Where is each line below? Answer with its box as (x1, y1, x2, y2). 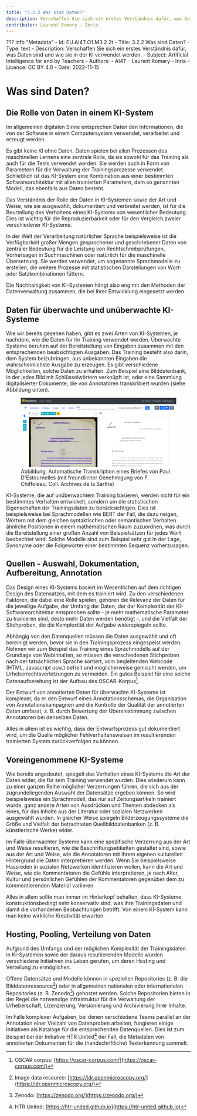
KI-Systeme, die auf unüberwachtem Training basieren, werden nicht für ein (6, 492, 189, 499)
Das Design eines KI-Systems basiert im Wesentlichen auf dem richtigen (6, 584, 181, 591)
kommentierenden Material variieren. (6, 882, 95, 889)
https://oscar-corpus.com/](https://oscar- (55, 1057, 157, 1064)
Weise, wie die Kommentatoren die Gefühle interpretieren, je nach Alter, (6, 869, 179, 877)
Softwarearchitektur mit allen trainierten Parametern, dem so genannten (6, 178, 180, 186)
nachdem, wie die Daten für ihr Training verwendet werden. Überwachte (6, 336, 181, 343)
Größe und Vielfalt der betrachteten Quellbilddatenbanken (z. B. (6, 820, 160, 827)
